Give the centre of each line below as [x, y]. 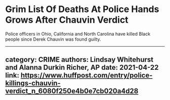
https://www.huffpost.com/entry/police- [87, 76]
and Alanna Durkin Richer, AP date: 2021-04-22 [82, 68]
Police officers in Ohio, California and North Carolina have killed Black [78, 34]
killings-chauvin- [33, 83]
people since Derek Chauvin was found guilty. [53, 39]
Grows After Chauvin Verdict [67, 20]
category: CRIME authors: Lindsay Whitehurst [79, 60]
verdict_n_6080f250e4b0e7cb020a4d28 [72, 91]
